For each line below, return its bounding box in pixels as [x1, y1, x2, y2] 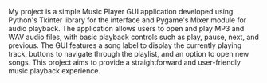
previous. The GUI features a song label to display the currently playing [8, 41, 242, 50]
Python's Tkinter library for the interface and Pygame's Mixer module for [8, 15, 247, 25]
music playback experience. [8, 66, 101, 75]
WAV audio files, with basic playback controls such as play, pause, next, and [8, 32, 259, 41]
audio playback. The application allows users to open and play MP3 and [8, 24, 245, 33]
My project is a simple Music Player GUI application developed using [8, 7, 234, 16]
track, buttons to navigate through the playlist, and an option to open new [8, 49, 249, 58]
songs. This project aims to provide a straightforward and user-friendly [8, 57, 241, 67]
